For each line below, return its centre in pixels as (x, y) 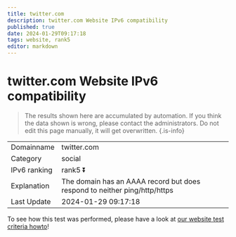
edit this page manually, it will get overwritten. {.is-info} (104, 130)
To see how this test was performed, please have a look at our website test (116, 219)
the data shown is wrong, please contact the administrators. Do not (122, 123)
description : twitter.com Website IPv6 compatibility (88, 20)
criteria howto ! (28, 226)
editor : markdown (33, 46)
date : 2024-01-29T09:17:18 (47, 33)
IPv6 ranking (32, 169)
